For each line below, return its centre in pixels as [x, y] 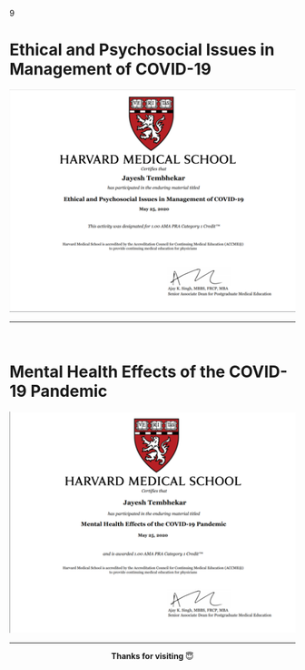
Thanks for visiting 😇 [152, 655]
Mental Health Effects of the [117, 371]
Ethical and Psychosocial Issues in [142, 50]
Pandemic [69, 391]
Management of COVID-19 [110, 70]
